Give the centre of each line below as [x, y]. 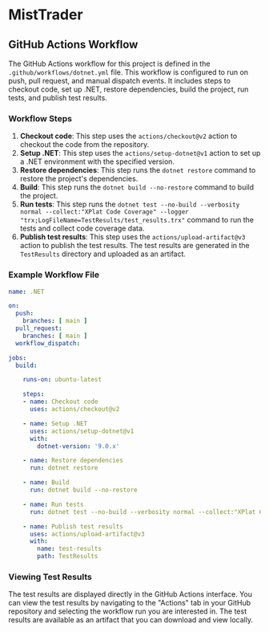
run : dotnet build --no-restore [83, 490]
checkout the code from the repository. [84, 145]
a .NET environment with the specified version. [97, 161]
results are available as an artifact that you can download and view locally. [131, 620]
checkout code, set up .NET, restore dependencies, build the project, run [128, 89]
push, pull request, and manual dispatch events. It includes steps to [119, 81]
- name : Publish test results [73, 526]
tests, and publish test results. [58, 98]
